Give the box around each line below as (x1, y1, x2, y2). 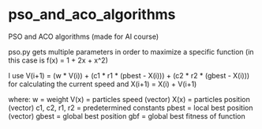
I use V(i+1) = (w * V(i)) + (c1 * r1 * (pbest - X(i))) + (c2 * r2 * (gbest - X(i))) (8, 70, 250, 80)
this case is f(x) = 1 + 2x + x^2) (8, 55, 108, 65)
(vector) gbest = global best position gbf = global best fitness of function (8, 111, 246, 120)
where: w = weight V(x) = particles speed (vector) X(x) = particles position (8, 94, 251, 104)
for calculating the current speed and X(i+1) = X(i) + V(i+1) (8, 79, 197, 89)
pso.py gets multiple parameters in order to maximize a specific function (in (8, 47, 254, 56)
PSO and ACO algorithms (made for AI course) (8, 32, 159, 41)
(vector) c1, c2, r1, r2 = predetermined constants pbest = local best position (8, 103, 253, 112)
